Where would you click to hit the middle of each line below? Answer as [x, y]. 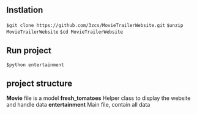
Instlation [25, 10]
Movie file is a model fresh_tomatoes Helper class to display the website [98, 98]
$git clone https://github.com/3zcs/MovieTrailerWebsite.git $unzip [95, 25]
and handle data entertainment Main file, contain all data [78, 105]
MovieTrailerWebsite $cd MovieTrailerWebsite [65, 32]
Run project [29, 51]
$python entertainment [35, 65]
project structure [39, 84]
